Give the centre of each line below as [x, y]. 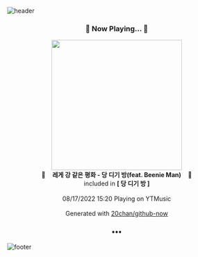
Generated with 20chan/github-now [117, 214]
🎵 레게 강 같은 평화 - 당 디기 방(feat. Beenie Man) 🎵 [117, 175]
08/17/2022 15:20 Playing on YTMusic [117, 199]
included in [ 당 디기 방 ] [117, 183]
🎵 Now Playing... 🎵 [117, 28]
